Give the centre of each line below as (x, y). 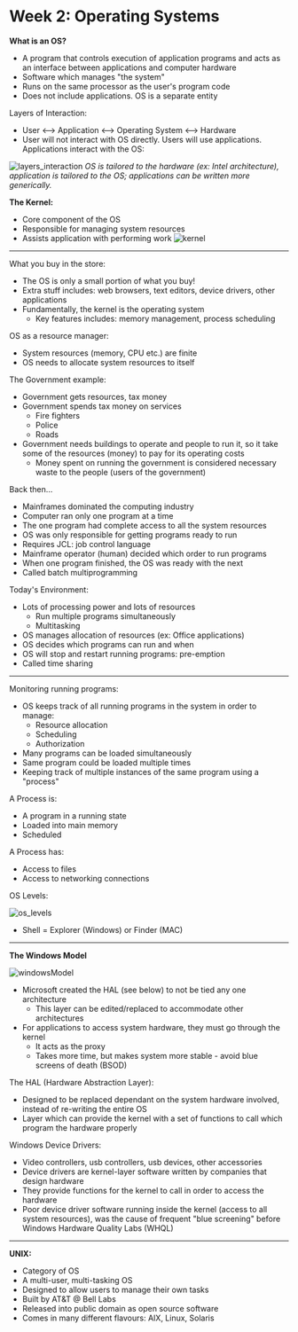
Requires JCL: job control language (86, 544)
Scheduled (42, 834)
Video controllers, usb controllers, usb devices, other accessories (142, 1162)
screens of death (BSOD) (81, 1065)
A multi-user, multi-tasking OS (77, 1280)
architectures (59, 1018)
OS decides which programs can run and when (108, 644)
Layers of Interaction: (48, 113)
